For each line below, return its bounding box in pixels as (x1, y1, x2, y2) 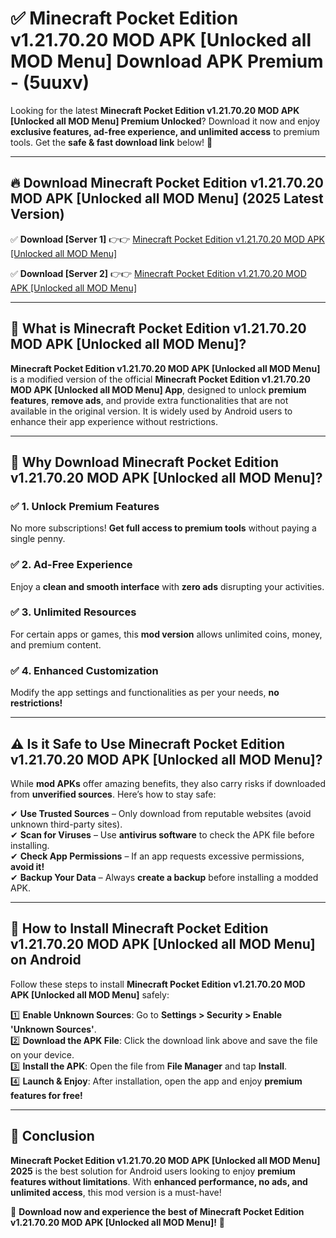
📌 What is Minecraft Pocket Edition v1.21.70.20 (10, 320, 307, 337)
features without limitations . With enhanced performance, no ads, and (10, 1175, 308, 1187)
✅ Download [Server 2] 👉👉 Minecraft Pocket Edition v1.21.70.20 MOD (10, 267, 307, 279)
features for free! (10, 1089, 83, 1101)
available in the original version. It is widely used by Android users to (10, 405, 293, 417)
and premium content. (10, 638, 102, 651)
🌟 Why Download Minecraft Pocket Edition (10, 453, 280, 471)
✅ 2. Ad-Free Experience (10, 558, 133, 572)
